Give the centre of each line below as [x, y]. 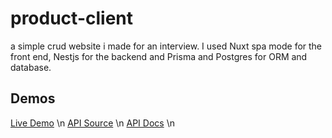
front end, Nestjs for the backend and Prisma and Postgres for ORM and [159, 56]
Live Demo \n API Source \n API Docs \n [92, 123]
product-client [71, 18]
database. [31, 67]
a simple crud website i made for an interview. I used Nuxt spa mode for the [166, 46]
